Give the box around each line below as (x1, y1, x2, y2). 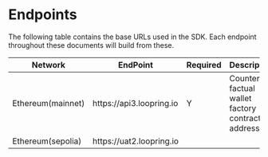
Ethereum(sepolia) (12, 135, 82, 147)
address (229, 122, 260, 133)
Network (31, 59, 66, 70)
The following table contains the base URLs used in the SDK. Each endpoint (8, 32, 257, 41)
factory (229, 102, 257, 113)
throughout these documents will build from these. (8, 40, 174, 49)
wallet (229, 92, 252, 104)
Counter (229, 73, 260, 84)
